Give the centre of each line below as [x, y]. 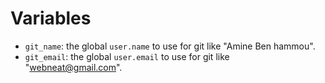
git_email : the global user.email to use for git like [127, 56]
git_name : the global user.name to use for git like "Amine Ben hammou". [170, 46]
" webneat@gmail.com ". [73, 67]
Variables [51, 18]
